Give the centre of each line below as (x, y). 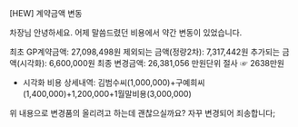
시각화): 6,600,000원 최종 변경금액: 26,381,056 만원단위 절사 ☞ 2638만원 (152, 63)
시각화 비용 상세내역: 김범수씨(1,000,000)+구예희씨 (114, 83)
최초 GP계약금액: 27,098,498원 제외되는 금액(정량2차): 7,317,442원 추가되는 (144, 52)
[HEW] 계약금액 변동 (46, 13)
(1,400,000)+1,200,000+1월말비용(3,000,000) (107, 94)
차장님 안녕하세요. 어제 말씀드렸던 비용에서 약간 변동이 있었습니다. (126, 33)
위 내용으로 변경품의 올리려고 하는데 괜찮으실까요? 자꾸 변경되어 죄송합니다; (142, 113)
